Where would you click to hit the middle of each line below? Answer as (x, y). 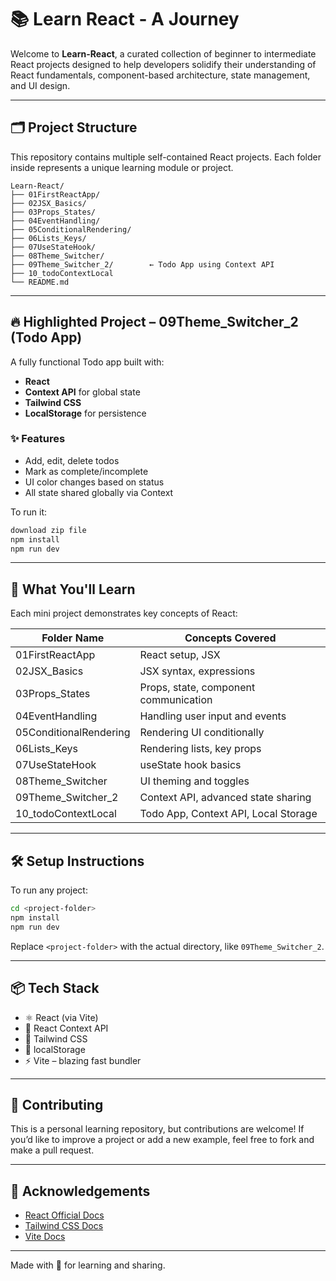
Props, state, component (197, 688)
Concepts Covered (230, 638)
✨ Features (38, 439)
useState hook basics (190, 765)
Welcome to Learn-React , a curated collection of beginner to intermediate (163, 53)
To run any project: (49, 890)
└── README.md (40, 282)
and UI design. (40, 85)
